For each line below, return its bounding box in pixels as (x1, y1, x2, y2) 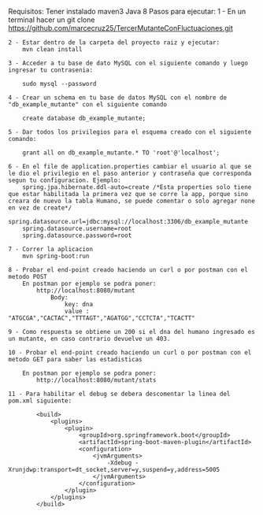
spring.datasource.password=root (22, 232, 132, 239)
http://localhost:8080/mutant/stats (36, 376, 157, 384)
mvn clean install (22, 46, 83, 54)
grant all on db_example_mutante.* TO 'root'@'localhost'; (22, 149, 220, 157)
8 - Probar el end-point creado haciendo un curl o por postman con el (8, 266, 248, 274)
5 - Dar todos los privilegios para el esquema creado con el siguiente (8, 128, 252, 136)
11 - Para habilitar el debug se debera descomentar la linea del (8, 390, 231, 398)
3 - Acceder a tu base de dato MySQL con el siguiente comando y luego (8, 59, 248, 67)
